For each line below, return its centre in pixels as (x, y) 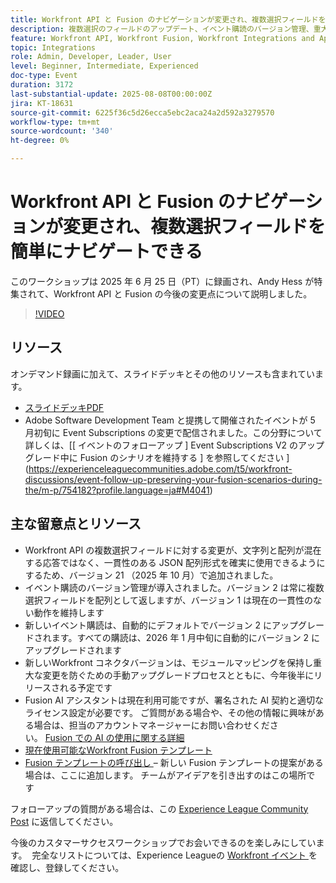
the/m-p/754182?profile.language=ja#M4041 (117, 490)
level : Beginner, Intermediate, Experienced (104, 66)
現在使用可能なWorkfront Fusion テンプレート (118, 750)
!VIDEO (49, 313)
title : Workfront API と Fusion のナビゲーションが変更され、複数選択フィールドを (168, 19)
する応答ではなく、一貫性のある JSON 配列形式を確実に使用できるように (175, 562)
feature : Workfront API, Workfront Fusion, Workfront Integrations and (162, 38)
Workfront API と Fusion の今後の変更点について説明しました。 (183, 293)
